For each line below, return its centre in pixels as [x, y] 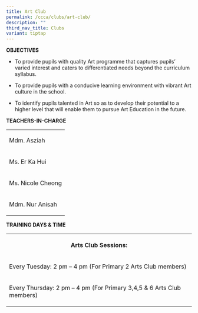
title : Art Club [26, 11]
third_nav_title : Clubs [35, 28]
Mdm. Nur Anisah [33, 205]
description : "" [26, 22]
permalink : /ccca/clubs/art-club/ [49, 17]
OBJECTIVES [23, 50]
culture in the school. [40, 92]
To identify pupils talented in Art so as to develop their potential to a [97, 103]
